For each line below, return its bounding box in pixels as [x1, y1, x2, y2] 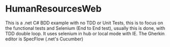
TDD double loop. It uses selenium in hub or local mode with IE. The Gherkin [5, 30, 165, 36]
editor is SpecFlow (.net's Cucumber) [5, 36, 84, 42]
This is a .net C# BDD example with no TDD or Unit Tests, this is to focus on [5, 20, 163, 26]
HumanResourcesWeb [5, 3, 102, 15]
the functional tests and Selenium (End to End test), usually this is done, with [5, 25, 165, 31]
